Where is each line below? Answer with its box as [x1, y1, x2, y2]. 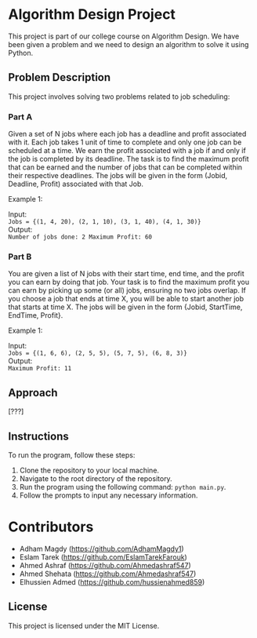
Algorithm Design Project [8, 5, 176, 24]
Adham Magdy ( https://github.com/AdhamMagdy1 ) [19, 544, 184, 553]
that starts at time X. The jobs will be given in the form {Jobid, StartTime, [8, 302, 243, 312]
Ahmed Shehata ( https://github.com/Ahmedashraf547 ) [19, 569, 197, 578]
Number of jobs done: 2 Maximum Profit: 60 [8, 233, 153, 241]
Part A [8, 111, 33, 122]
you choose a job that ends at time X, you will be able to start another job [8, 294, 244, 304]
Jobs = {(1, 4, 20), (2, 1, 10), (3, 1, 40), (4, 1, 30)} [8, 218, 201, 226]
